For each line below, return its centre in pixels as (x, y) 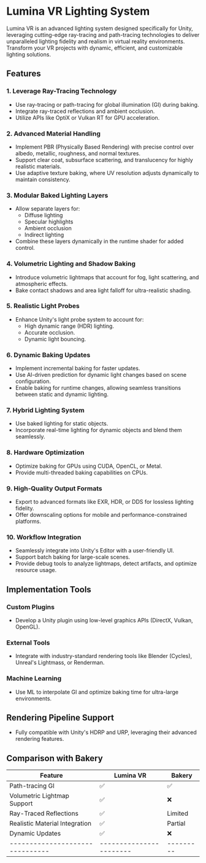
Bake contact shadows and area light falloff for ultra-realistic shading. (103, 290)
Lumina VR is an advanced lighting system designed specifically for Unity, (100, 28)
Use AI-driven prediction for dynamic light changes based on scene (101, 375)
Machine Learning (34, 678)
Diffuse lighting (44, 215)
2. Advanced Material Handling (54, 133)
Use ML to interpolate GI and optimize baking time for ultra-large (97, 692)
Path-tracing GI (32, 786)
